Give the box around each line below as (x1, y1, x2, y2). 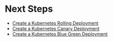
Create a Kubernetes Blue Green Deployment (12, 31, 108, 37)
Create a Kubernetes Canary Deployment (12, 25, 100, 31)
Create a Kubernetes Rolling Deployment (12, 20, 99, 26)
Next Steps (5, 3, 53, 15)
